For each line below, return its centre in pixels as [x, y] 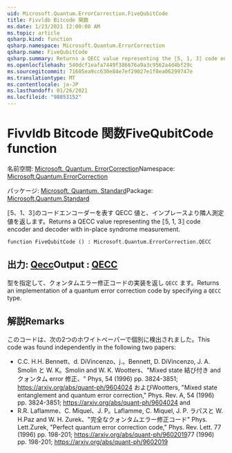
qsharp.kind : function [40, 39]
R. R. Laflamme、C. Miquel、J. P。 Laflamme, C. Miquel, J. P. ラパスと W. [120, 410]
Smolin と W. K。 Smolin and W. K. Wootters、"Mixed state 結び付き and [119, 370]
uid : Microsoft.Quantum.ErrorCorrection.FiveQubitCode [88, 13]
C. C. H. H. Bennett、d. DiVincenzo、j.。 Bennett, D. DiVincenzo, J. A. [114, 361]
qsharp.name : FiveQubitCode [48, 53]
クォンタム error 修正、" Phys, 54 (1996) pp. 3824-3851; [97, 378]
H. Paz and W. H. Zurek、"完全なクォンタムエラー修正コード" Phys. [112, 419]
